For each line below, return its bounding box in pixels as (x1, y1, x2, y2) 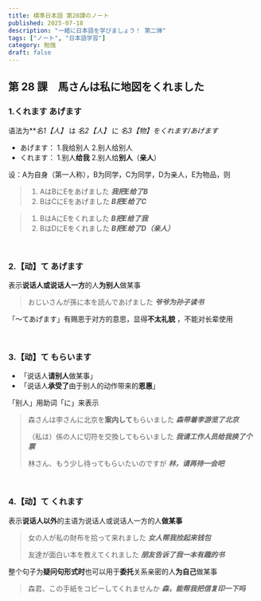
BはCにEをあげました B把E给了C (39, 196, 147, 206)
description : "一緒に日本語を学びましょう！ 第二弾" (8, 26, 166, 34)
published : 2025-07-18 (8, 19, 84, 27)
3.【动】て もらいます (8, 352, 92, 363)
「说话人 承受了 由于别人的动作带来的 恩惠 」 (19, 381, 160, 391)
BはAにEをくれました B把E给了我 (39, 213, 149, 223)
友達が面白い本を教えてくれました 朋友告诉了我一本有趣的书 (27, 549, 225, 559)
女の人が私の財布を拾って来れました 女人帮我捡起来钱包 (27, 532, 212, 542)
